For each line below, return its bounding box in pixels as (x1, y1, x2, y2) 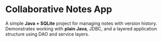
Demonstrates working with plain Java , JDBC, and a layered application (5, 25, 157, 31)
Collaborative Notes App (5, 4, 112, 15)
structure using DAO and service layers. (5, 31, 90, 37)
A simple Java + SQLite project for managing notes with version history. (5, 20, 157, 26)
